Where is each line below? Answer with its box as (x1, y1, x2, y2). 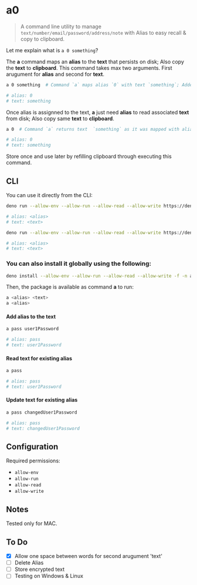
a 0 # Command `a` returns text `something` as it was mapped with (6, 126, 180, 132)
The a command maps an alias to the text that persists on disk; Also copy (6, 58, 185, 65)
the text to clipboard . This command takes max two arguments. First (6, 64, 172, 71)
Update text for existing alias (6, 397, 78, 404)
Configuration (6, 442, 59, 452)
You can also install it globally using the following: (6, 259, 151, 268)
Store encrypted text (14, 566, 65, 573)
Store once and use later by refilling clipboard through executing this (6, 153, 172, 160)
